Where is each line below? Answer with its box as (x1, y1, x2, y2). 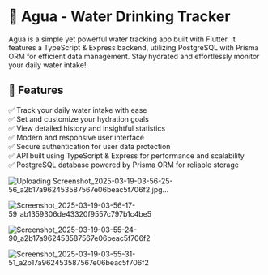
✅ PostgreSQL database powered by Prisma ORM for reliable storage (8, 160, 239, 170)
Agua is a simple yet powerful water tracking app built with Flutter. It (8, 34, 236, 44)
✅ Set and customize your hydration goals (8, 114, 150, 124)
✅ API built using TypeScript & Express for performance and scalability (8, 150, 245, 161)
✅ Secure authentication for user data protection (8, 141, 171, 151)
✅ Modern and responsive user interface (8, 132, 144, 142)
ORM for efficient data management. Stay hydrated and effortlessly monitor (8, 51, 260, 61)
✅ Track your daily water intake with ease (8, 105, 147, 114)
